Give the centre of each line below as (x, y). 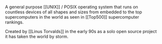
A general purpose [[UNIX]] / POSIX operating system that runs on (72, 7)
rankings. (14, 22)
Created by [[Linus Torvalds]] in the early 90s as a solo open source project (81, 31)
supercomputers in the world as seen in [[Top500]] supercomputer (72, 17)
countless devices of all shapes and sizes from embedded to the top (74, 12)
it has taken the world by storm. (37, 36)
